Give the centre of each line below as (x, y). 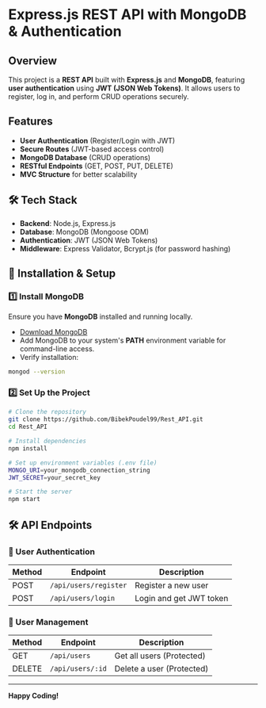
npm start (25, 499)
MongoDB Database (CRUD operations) (85, 157)
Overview (33, 61)
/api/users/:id (78, 669)
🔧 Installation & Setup (62, 274)
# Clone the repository (47, 412)
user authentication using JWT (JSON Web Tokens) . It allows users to (124, 88)
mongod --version (37, 372)
